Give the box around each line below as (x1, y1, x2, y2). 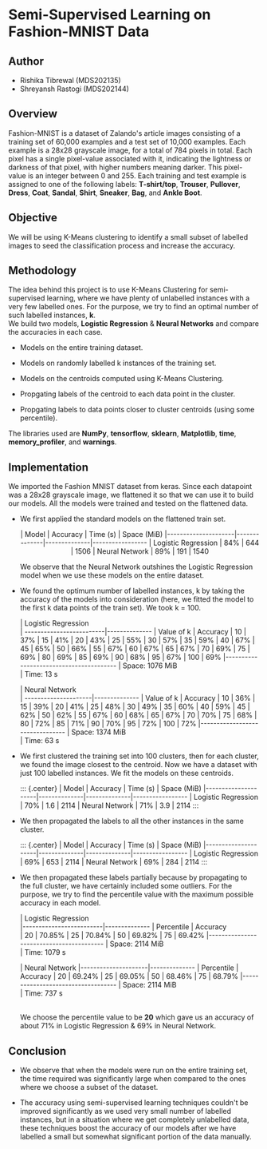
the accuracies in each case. (8, 328, 103, 337)
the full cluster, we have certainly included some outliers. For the (19, 881, 233, 891)
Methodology (8, 264, 77, 277)
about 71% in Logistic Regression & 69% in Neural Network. (19, 1021, 217, 1031)
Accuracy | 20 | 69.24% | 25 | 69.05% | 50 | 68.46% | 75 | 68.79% (19, 972, 239, 981)
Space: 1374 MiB (71, 727, 126, 737)
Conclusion (8, 1044, 67, 1058)
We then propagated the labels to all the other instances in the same (19, 817, 245, 826)
